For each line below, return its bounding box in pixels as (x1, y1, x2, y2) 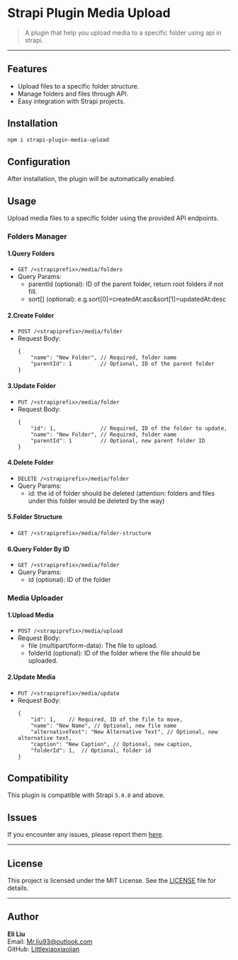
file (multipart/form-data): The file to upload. (28, 641, 158, 650)
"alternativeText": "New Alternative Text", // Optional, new (30, 728, 218, 736)
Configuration (7, 156, 71, 168)
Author (7, 911, 39, 923)
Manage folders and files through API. (17, 89, 129, 98)
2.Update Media (7, 673, 56, 681)
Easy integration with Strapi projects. (17, 97, 125, 105)
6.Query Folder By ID (7, 544, 69, 553)
